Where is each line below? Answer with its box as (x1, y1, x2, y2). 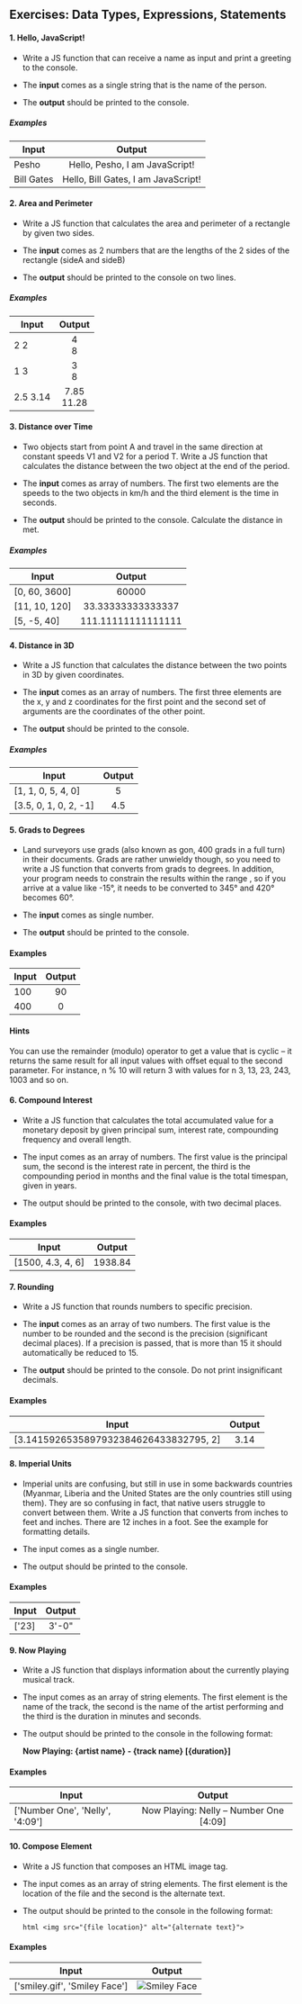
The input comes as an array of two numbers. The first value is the (22, 1319, 271, 1330)
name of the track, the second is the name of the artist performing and (22, 1702, 284, 1712)
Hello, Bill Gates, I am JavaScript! (62, 173, 201, 185)
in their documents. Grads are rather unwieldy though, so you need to (22, 854, 281, 865)
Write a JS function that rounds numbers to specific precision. (22, 1301, 253, 1313)
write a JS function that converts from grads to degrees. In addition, (22, 863, 274, 874)
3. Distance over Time (9, 421, 93, 432)
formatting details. (22, 1526, 91, 1537)
